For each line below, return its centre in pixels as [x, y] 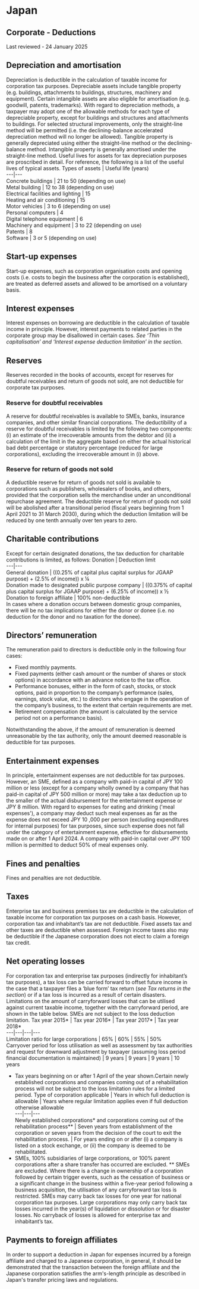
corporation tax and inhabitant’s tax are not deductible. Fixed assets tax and [99, 923]
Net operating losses [45, 961]
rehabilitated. [31, 1151]
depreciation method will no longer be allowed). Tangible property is [90, 136]
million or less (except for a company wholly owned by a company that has [98, 788]
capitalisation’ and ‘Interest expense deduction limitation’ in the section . [94, 342]
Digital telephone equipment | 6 [45, 219]
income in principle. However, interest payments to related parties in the [94, 329]
